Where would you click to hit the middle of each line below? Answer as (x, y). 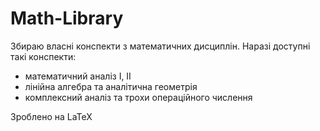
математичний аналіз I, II (78, 76)
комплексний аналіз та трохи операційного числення (138, 97)
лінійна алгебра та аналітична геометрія (111, 86)
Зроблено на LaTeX (51, 116)
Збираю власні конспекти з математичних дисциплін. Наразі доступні (160, 46)
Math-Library (67, 18)
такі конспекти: (43, 56)
